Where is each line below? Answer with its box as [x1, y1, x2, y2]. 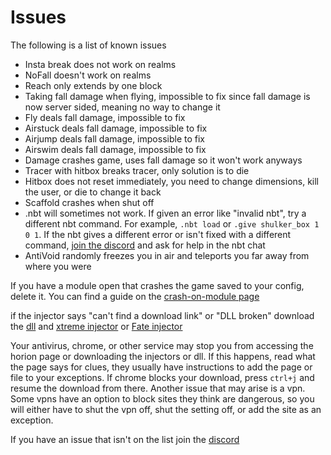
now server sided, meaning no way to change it [24, 101, 221, 113]
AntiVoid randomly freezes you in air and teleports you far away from [24, 249, 310, 261]
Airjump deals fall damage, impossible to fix [24, 132, 205, 145]
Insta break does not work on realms [24, 58, 177, 70]
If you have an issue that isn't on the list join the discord [10, 433, 240, 445]
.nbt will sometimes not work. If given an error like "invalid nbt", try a [24, 207, 307, 219]
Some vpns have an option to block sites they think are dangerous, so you [10, 392, 315, 405]
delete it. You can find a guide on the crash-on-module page [10, 290, 260, 302]
